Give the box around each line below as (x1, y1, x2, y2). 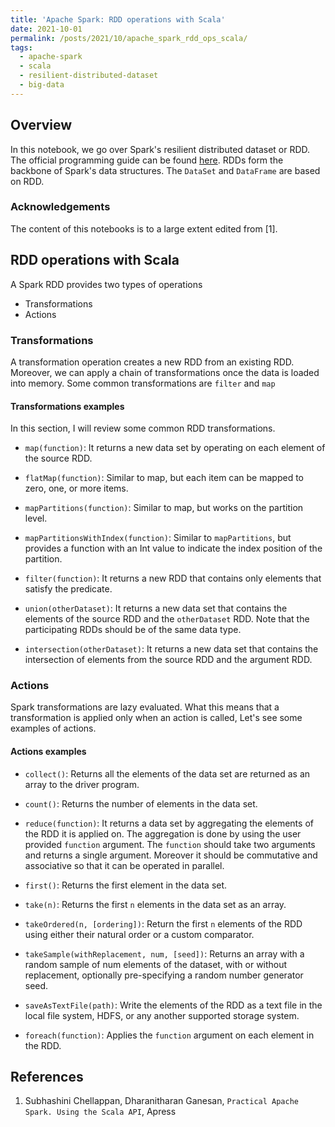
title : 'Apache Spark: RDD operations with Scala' (10, 14, 226, 25)
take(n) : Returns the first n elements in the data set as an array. (24, 898, 287, 910)
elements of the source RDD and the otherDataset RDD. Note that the (24, 613, 310, 625)
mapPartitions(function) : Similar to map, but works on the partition (24, 502, 304, 514)
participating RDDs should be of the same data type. (24, 624, 242, 636)
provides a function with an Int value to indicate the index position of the (24, 542, 323, 555)
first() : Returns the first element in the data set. (24, 879, 228, 891)
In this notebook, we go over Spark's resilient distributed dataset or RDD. (10, 143, 311, 155)
